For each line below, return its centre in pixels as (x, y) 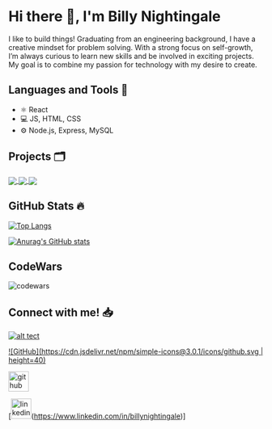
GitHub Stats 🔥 (47, 206)
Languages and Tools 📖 (68, 90)
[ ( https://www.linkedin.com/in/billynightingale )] (97, 416)
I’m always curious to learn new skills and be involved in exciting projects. (131, 56)
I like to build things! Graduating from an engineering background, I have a (132, 39)
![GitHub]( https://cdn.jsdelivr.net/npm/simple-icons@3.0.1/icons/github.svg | (136, 351)
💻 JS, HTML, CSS (51, 118)
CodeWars (36, 266)
